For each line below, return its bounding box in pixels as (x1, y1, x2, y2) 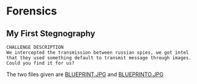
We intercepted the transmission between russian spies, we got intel (6, 50, 189, 56)
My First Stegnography (6, 28, 95, 39)
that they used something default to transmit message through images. (6, 55, 192, 61)
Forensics (6, 4, 58, 18)
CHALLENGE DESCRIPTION (6, 44, 64, 50)
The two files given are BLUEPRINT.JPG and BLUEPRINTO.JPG (6, 71, 164, 78)
